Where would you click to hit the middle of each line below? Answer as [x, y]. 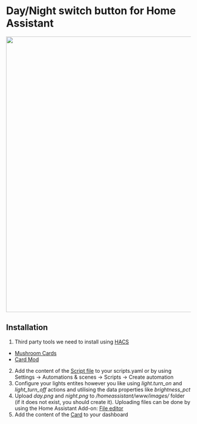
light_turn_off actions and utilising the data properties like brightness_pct [102, 389]
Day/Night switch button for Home [91, 11]
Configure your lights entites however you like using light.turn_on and [98, 383]
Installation [27, 328]
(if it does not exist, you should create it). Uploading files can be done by [102, 402]
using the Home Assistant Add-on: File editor [69, 408]
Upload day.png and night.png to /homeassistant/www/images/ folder [100, 396]
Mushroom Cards [35, 353]
